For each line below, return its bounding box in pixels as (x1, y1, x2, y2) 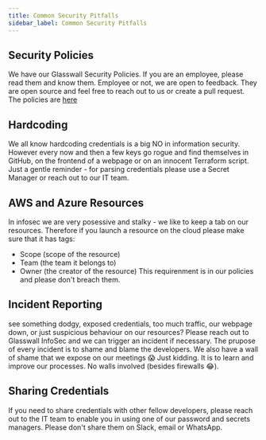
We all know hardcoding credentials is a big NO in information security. (8, 139, 241, 149)
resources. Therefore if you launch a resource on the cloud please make (8, 225, 245, 235)
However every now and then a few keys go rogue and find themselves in (8, 148, 249, 158)
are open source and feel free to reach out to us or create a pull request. (8, 87, 245, 96)
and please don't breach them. (19, 275, 121, 284)
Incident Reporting (8, 298, 103, 311)
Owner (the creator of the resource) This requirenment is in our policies (19, 266, 254, 275)
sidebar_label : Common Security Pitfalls (8, 19, 148, 27)
